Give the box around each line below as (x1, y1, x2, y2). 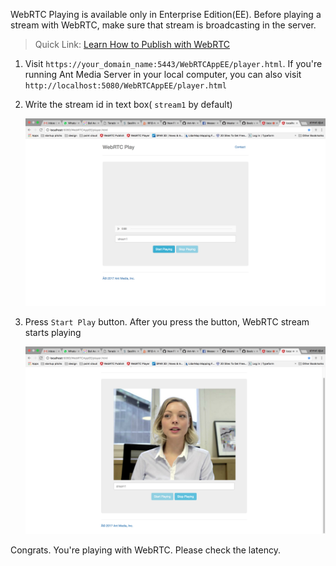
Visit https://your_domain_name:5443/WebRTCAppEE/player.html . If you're (24, 58, 323, 69)
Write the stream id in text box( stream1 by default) (24, 99, 233, 110)
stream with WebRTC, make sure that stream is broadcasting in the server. (10, 19, 317, 31)
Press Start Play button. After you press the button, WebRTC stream (24, 316, 310, 328)
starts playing (24, 327, 82, 339)
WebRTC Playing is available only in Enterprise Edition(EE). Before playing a (10, 9, 322, 20)
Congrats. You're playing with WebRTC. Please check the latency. (10, 544, 281, 556)
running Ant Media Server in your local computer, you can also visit (24, 69, 302, 80)
